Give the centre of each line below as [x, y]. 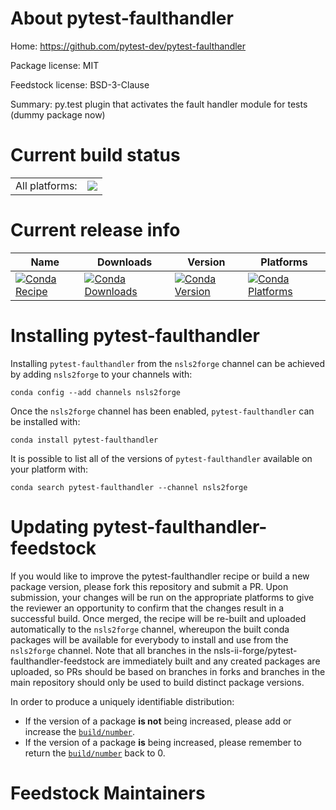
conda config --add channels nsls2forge [96, 392]
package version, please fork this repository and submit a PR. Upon [149, 586]
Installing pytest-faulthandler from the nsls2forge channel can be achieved [167, 363]
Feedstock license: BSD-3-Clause [80, 84]
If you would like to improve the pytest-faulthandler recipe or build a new [160, 576]
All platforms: [46, 185]
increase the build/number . [80, 731]
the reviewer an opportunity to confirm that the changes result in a [147, 608]
